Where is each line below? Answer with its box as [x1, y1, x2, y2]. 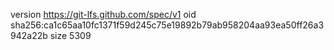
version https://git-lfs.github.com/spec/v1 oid [10, 9, 197, 20]
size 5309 [49, 30, 92, 41]
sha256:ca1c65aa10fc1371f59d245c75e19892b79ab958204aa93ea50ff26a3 [10, 19, 325, 31]
